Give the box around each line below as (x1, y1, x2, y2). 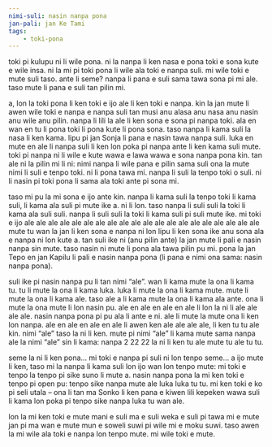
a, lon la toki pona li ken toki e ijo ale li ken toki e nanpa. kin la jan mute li (8, 98, 249, 108)
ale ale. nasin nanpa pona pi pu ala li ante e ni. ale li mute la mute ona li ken (8, 311, 260, 321)
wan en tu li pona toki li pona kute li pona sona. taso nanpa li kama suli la (8, 124, 252, 134)
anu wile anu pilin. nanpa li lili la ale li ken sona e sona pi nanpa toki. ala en (8, 115, 257, 126)
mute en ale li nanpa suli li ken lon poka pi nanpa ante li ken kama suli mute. (8, 141, 261, 151)
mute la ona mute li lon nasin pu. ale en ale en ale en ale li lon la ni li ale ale (8, 302, 257, 313)
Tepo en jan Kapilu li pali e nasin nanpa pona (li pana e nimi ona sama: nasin (8, 253, 262, 263)
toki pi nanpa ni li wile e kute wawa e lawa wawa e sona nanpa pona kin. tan (8, 150, 262, 160)
